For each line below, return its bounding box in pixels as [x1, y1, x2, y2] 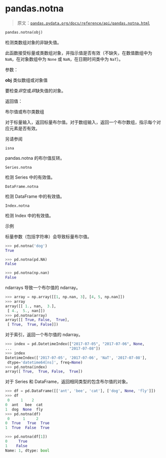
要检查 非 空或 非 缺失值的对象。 [5, 88, 66, 93]
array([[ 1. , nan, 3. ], [5, 304, 56, 309]
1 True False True [5, 425, 50, 430]
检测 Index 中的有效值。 [5, 212, 53, 218]
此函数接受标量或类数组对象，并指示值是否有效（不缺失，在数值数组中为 [5, 50, 152, 56]
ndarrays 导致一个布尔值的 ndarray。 [5, 285, 81, 291]
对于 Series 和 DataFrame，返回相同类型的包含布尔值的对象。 [5, 379, 131, 385]
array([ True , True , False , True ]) [5, 369, 83, 374]
